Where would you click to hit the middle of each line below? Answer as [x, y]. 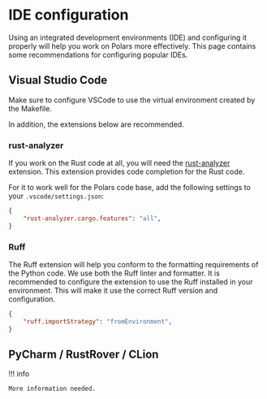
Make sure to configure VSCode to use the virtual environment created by [132, 100]
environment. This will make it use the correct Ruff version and [113, 290]
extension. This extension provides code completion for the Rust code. [127, 171]
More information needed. [52, 389]
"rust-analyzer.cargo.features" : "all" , [92, 218]
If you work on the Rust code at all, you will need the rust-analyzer [119, 163]
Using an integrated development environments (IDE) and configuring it [128, 37]
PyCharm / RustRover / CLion [84, 354]
